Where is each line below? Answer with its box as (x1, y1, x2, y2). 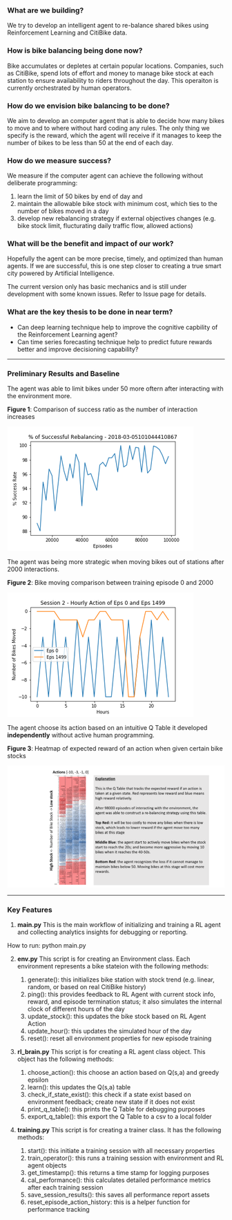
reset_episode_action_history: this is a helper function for (27, 1198, 191, 1206)
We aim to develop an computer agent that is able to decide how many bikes (7, 116, 224, 124)
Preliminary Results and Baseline (7, 368, 120, 378)
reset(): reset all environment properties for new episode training (27, 1034, 212, 1042)
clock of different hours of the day (27, 1005, 126, 1013)
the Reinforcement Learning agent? (17, 330, 118, 339)
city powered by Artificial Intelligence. (7, 269, 115, 278)
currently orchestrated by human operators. (7, 84, 132, 92)
